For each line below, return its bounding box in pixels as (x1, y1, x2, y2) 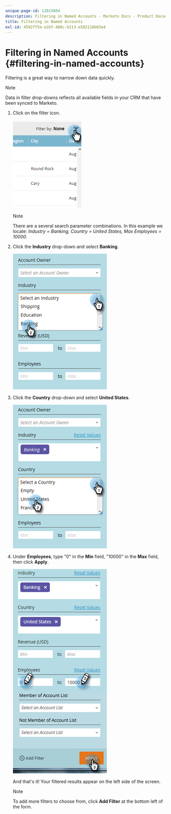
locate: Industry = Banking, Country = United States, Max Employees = (12, 228, 162, 234)
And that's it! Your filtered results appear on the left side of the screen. (12, 779, 161, 785)
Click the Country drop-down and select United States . (12, 395, 130, 401)
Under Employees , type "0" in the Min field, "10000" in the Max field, (12, 554, 159, 560)
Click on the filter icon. (12, 110, 61, 116)
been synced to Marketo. (5, 100, 58, 106)
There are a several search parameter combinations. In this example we (12, 223, 163, 229)
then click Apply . (12, 559, 49, 565)
